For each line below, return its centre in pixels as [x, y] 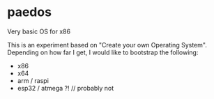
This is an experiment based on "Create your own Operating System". [107, 45]
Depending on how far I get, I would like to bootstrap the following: [103, 52]
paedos [30, 12]
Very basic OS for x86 [39, 31]
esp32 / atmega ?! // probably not [66, 88]
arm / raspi [33, 80]
